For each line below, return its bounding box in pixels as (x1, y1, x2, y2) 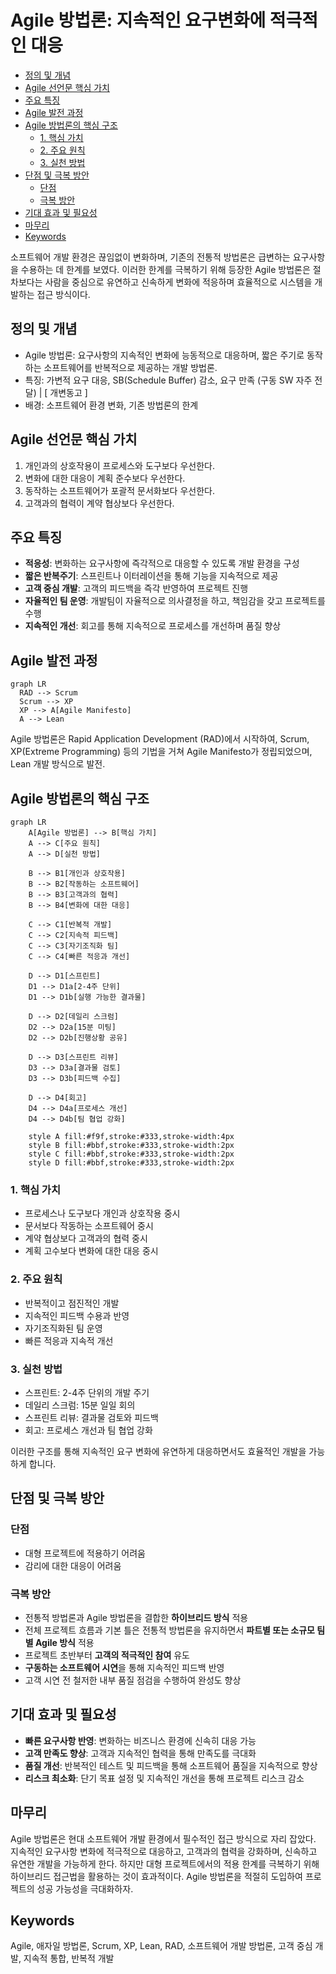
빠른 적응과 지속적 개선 (24, 1334, 114, 1346)
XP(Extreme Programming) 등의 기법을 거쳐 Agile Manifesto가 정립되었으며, (10, 746, 313, 758)
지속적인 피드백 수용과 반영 (24, 1309, 130, 1321)
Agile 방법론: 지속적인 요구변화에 (10, 9, 267, 32)
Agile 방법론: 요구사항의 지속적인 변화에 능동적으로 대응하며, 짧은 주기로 (24, 349, 305, 361)
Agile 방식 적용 (34, 1636, 95, 1648)
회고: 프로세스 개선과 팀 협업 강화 (24, 1424, 153, 1436)
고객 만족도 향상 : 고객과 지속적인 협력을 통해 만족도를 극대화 (24, 1747, 257, 1759)
